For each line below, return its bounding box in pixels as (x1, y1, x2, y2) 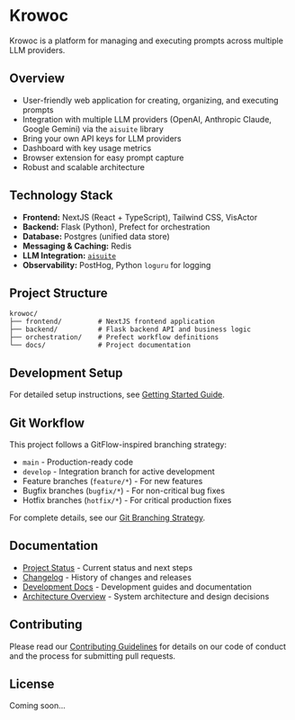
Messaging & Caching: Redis (22, 240, 132, 251)
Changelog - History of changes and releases (22, 571, 192, 582)
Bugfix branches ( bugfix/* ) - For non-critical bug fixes (22, 485, 226, 496)
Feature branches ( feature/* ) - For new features (22, 476, 203, 486)
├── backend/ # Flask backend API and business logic (9, 325, 252, 334)
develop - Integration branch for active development (22, 466, 216, 477)
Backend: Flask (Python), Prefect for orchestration (22, 221, 210, 232)
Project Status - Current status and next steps (22, 562, 193, 572)
